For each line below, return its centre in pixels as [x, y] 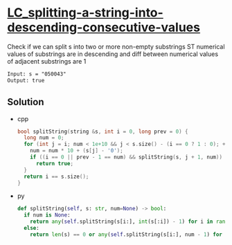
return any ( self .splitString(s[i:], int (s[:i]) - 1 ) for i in [122, 222]
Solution [26, 102]
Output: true [26, 80]
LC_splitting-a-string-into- [86, 13]
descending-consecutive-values [104, 27]
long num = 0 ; [44, 138]
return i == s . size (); [56, 176]
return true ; [55, 163]
